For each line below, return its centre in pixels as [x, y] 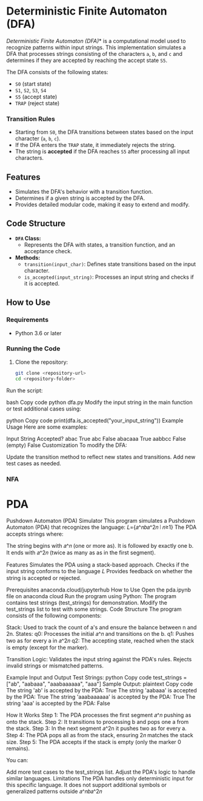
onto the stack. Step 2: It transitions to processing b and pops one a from [98, 722]
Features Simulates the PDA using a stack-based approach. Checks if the [98, 565]
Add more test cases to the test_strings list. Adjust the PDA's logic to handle [101, 772]
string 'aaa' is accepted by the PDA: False [58, 703]
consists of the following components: [54, 616]
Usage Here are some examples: [47, 427]
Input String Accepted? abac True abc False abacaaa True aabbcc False [96, 438]
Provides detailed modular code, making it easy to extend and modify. [102, 205]
